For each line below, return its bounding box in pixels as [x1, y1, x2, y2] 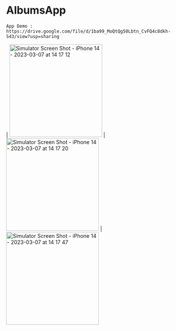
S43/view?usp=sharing [6, 33, 60, 39]
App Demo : [6, 23, 33, 29]
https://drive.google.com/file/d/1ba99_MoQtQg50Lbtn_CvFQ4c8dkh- [6, 28, 171, 34]
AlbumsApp [6, 4, 66, 17]
